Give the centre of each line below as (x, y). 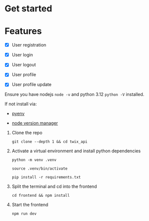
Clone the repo (27, 133)
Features (23, 31)
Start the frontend (30, 205)
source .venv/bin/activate (40, 169)
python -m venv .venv (34, 160)
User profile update (31, 85)
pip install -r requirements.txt (46, 177)
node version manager (35, 123)
